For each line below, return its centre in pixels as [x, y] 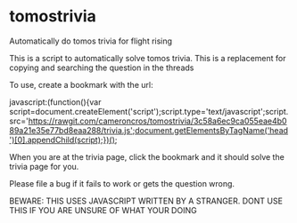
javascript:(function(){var [55, 102]
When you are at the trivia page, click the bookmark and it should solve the [147, 156]
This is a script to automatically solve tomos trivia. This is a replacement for [148, 58]
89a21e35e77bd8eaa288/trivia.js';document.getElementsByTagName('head [148, 130]
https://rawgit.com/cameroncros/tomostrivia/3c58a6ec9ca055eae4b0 [157, 121]
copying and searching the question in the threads [102, 68]
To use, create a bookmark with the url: [81, 84]
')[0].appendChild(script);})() [62, 139]
